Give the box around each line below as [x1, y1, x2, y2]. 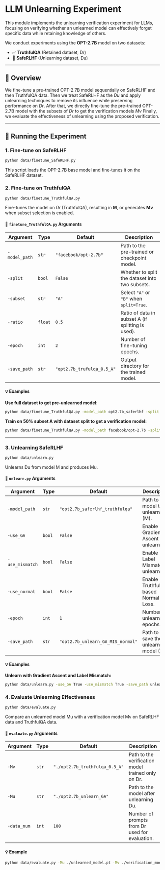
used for [128, 829, 148, 836]
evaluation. [128, 835, 154, 842]
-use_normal [7, 589, 36, 595]
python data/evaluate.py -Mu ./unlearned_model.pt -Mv [5, 860, 120, 865]
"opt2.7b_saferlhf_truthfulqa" [59, 506, 133, 512]
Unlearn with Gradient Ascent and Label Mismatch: [5, 673, 111, 679]
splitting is [120, 322, 144, 329]
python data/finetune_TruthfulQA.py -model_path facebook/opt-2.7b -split [5, 428, 162, 433]
